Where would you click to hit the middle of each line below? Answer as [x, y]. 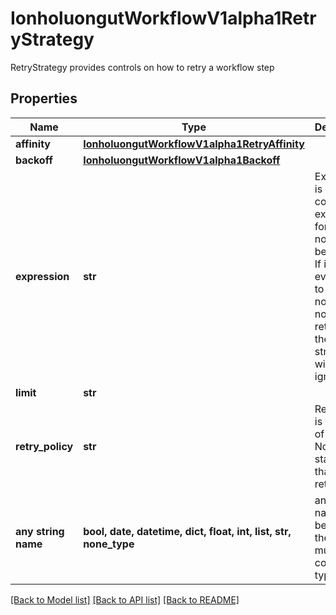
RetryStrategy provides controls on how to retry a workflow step [142, 67]
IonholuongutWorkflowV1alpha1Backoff [182, 160]
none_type [109, 544]
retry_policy [44, 446]
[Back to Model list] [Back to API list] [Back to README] [125, 599]
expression [42, 276]
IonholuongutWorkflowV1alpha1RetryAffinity [194, 144]
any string [40, 531]
